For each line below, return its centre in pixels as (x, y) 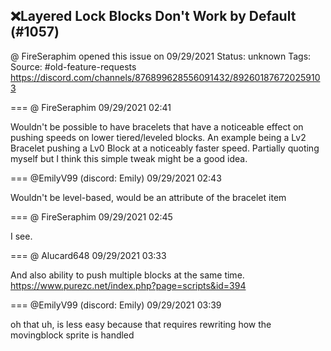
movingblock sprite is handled (72, 335)
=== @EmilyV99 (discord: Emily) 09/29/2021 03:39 (116, 305)
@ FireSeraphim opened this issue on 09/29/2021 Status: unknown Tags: (161, 56)
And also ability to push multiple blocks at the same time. (127, 275)
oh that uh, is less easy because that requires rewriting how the (141, 324)
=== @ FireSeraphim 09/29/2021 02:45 (91, 216)
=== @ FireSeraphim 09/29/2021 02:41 (91, 107)
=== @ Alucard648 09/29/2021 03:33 (88, 255)
